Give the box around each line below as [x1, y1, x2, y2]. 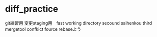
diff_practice [5, 3, 58, 15]
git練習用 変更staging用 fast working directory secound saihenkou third [5, 20, 152, 26]
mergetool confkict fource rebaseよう [5, 26, 82, 32]
